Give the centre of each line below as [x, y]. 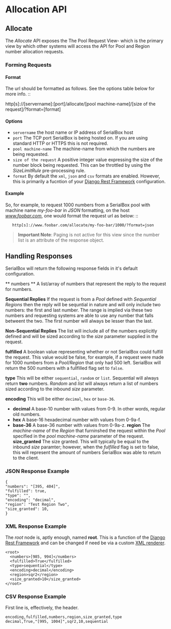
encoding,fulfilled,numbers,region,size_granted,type [64, 617]
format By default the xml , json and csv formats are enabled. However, [87, 176]
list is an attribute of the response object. [61, 240]
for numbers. [19, 289]
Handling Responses [39, 256]
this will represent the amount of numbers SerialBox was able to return [87, 453]
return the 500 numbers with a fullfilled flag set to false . [65, 368]
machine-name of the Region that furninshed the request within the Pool [89, 431]
